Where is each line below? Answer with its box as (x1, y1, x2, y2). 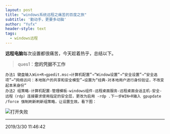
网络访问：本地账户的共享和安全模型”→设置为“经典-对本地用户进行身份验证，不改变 (16, 77, 164, 83)
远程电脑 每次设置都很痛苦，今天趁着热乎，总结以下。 (5, 50, 116, 56)
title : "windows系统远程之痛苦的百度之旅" (5, 12, 87, 17)
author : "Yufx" (5, 21, 37, 27)
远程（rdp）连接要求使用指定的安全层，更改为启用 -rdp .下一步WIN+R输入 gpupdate (5, 93, 161, 99)
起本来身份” (5, 83, 27, 88)
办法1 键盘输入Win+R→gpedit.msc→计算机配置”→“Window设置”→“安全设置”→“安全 (5, 72, 154, 77)
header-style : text (5, 26, 47, 31)
